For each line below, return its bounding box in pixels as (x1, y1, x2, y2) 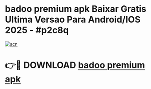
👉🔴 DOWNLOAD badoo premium (5, 60, 145, 71)
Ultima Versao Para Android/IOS (5, 14, 141, 25)
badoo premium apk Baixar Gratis (5, 3, 147, 15)
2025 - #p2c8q (5, 25, 69, 36)
